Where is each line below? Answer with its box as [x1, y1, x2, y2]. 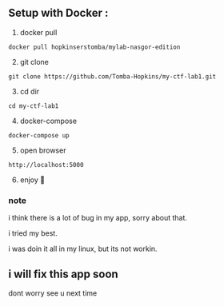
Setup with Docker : [8, 6, 109, 20]
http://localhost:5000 [8, 161, 84, 169]
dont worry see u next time [8, 288, 98, 298]
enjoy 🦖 [19, 175, 46, 185]
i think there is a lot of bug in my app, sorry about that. [8, 213, 188, 223]
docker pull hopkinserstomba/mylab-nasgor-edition [8, 43, 181, 51]
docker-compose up [8, 131, 70, 139]
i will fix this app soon [8, 267, 118, 280]
